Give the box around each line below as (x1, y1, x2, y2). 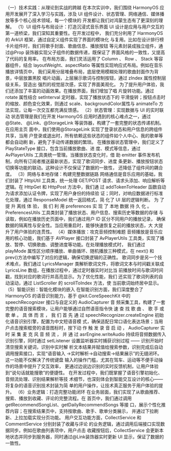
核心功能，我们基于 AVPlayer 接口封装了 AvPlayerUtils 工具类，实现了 (14, 235, 160, 241)
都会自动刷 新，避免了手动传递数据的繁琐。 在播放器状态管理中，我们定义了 (5, 139, 164, 145)
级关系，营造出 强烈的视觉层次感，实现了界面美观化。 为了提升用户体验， (5, 81, 160, 87)
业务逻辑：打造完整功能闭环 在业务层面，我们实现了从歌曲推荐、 (27, 389, 163, 395)
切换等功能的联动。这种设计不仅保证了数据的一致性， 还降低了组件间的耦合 (5, 165, 163, 171)
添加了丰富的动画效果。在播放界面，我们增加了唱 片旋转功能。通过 (14, 88, 154, 94)
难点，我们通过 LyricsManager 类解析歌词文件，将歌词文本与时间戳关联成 (9, 261, 164, 266)
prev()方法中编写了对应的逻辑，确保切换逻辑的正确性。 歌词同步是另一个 (5, 254, 158, 260)
